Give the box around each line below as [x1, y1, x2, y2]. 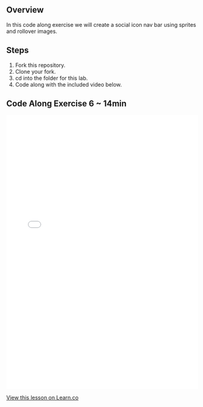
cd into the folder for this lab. [15, 74, 88, 82]
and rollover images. [6, 27, 58, 35]
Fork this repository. [15, 61, 66, 69]
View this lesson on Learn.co [6, 394, 79, 402]
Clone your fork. [15, 68, 57, 75]
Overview [6, 5, 44, 15]
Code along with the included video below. [15, 80, 122, 88]
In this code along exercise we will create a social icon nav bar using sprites [6, 21, 196, 28]
